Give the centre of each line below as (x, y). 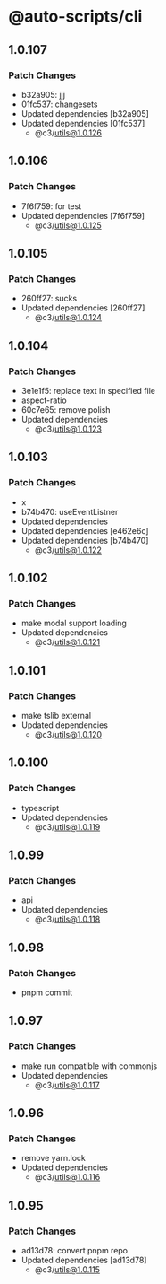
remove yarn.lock (53, 1158)
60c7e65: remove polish (66, 409)
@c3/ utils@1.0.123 (68, 429)
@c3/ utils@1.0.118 (67, 919)
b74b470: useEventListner (70, 511)
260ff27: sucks (49, 299)
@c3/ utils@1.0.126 (68, 133)
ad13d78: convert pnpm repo (75, 1251)
